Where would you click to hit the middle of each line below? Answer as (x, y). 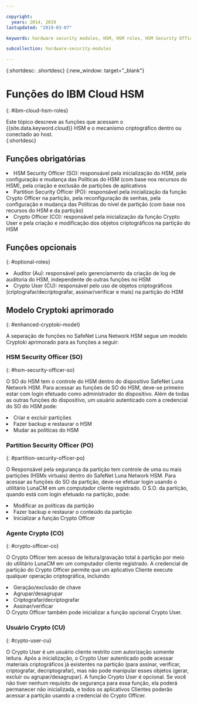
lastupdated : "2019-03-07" (39, 28)
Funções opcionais (42, 248)
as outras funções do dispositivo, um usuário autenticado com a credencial (97, 400)
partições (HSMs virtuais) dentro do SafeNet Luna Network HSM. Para (91, 476)
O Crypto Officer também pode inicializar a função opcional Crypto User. (94, 612)
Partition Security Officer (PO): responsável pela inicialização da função (100, 192)
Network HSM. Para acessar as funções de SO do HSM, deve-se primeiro (95, 387)
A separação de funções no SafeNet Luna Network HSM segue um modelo (97, 335)
